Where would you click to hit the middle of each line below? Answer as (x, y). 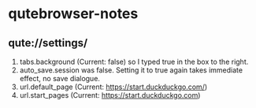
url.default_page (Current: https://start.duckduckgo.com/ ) (113, 87)
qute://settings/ (48, 43)
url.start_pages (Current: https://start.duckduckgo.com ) (110, 95)
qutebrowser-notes (73, 14)
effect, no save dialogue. (60, 78)
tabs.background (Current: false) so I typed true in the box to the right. (134, 61)
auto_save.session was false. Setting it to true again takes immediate (131, 70)
